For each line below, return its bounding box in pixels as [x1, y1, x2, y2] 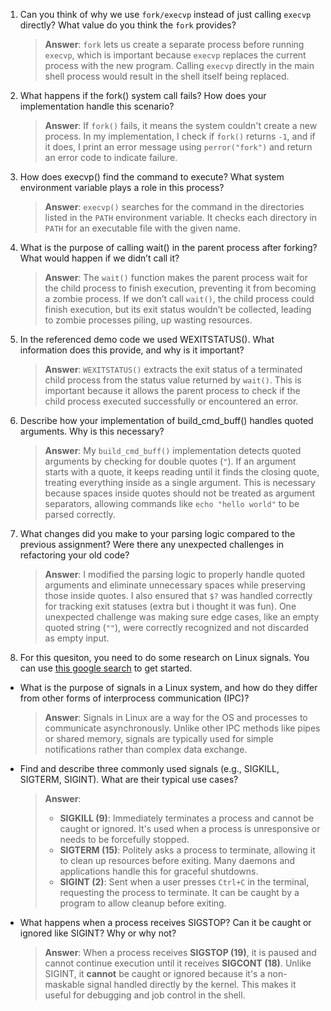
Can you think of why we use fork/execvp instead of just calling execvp [19, 9, 312, 20]
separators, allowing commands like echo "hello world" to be [44, 498, 300, 509]
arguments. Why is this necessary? [19, 425, 165, 437]
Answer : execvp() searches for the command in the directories [44, 201, 305, 213]
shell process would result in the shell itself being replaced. [44, 70, 290, 82]
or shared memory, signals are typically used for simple [44, 733, 274, 744]
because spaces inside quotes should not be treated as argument [44, 487, 316, 499]
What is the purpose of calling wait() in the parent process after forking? [19, 242, 318, 253]
